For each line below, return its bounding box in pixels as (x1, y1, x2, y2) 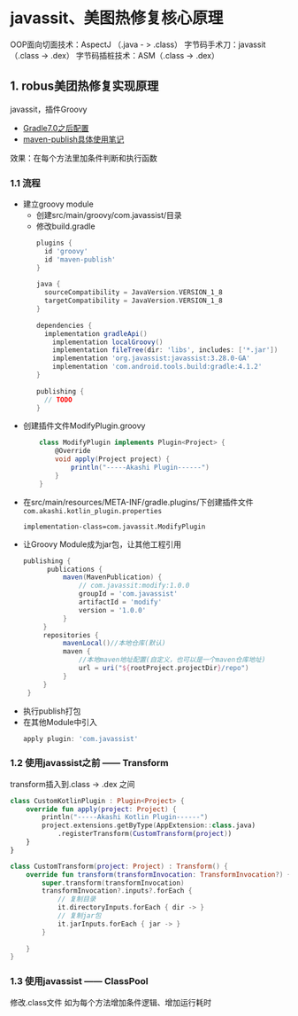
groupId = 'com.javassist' (79, 590, 179, 598)
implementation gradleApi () (43, 329, 149, 338)
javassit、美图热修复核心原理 (10, 8, 224, 28)
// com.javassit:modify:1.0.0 (79, 582, 190, 590)
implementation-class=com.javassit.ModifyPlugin (22, 522, 206, 531)
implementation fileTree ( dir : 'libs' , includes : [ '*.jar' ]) (52, 346, 279, 355)
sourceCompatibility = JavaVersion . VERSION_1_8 (43, 288, 224, 297)
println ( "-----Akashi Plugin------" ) (70, 463, 210, 473)
